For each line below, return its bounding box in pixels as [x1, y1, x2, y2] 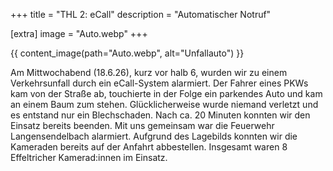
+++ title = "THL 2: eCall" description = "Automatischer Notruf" [10, 9, 272, 20]
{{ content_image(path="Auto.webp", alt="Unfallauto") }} [10, 47, 245, 59]
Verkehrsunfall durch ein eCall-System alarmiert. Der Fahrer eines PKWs [10, 77, 309, 89]
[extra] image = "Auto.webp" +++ [10, 28, 148, 39]
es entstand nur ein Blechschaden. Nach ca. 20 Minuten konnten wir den [10, 109, 311, 121]
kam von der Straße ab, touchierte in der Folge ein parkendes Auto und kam [10, 88, 323, 99]
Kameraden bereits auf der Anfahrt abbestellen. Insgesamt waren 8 [10, 141, 288, 153]
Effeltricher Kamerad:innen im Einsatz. [10, 152, 168, 163]
